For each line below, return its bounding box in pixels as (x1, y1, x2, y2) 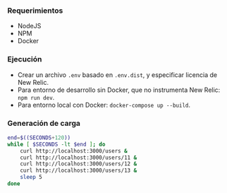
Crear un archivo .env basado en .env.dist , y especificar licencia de (17, 70, 217, 79)
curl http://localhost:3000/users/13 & (20, 167, 137, 175)
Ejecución (7, 54, 42, 64)
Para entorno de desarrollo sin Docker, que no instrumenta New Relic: (17, 86, 221, 94)
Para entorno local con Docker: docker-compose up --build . (17, 100, 191, 109)
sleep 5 (20, 174, 42, 181)
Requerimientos (7, 6, 63, 16)
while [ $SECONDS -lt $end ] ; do (7, 141, 106, 148)
